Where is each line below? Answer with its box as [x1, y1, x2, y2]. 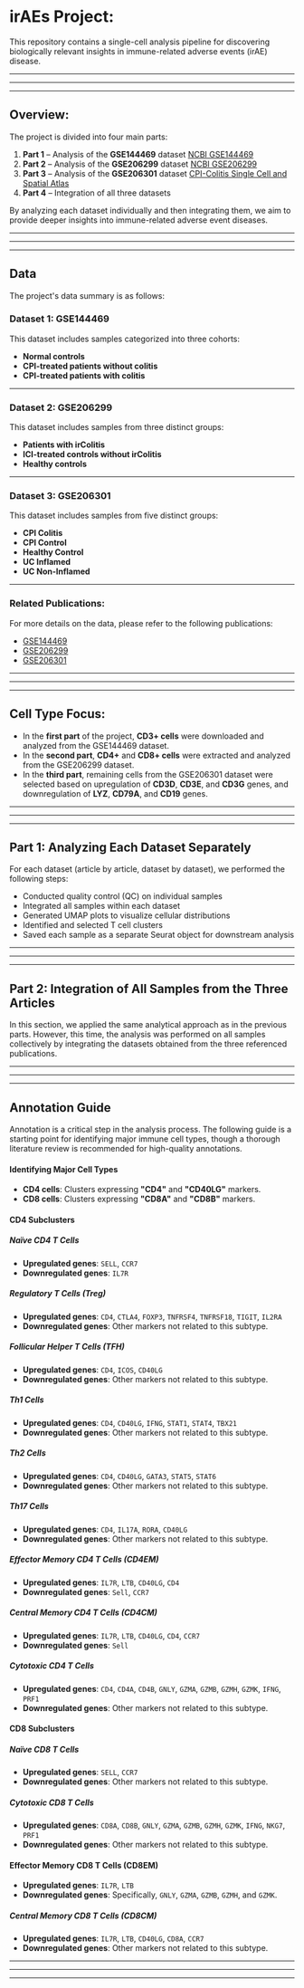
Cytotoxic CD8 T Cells [9, 1797, 95, 1808]
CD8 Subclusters [9, 1723, 75, 1735]
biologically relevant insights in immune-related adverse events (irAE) [9, 45, 269, 56]
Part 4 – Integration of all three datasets [22, 187, 172, 198]
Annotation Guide [9, 1100, 111, 1115]
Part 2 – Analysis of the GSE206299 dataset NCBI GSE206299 [22, 158, 258, 169]
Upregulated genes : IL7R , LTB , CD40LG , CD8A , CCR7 [22, 1933, 204, 1944]
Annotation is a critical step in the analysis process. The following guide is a [9, 1124, 292, 1134]
